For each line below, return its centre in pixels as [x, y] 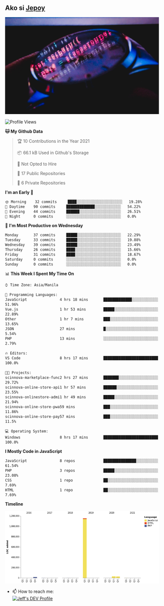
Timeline [14, 504]
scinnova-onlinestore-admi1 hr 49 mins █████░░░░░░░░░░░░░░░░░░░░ [82, 397]
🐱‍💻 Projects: [18, 372]
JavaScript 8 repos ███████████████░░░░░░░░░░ [82, 461]
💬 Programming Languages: [31, 294]
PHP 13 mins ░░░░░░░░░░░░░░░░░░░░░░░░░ [82, 338]
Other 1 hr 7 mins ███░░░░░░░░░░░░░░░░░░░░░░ [82, 319]
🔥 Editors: [16, 353]
